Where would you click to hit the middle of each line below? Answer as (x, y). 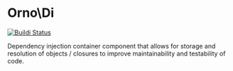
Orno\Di (31, 13)
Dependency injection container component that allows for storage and (112, 46)
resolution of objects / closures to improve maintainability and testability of (116, 53)
